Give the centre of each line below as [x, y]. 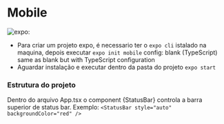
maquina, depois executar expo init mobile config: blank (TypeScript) [117, 52]
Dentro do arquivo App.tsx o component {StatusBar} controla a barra [105, 100]
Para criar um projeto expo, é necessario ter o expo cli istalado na [112, 45]
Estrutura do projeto [41, 85]
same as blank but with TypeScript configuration [86, 59]
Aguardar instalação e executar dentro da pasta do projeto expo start [116, 67]
